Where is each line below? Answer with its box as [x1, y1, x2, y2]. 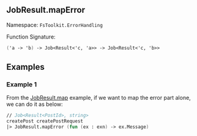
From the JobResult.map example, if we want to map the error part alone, [6, 94, 191, 102]
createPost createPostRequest [6, 118, 84, 124]
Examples [6, 62, 45, 72]
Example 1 [6, 80, 37, 88]
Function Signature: [6, 33, 56, 40]
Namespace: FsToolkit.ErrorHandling [6, 21, 103, 28]
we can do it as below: [6, 100, 63, 108]
